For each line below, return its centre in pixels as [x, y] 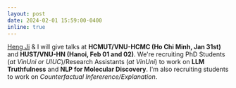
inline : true [26, 27]
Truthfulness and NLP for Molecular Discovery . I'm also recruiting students [118, 69]
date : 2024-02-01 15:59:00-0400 [55, 20]
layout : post [26, 14]
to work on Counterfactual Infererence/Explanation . [82, 77]
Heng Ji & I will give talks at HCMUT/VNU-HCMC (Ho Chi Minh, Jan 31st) [114, 47]
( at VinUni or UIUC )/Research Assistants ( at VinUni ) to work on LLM [106, 62]
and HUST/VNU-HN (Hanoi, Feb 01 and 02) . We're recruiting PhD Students [116, 54]
